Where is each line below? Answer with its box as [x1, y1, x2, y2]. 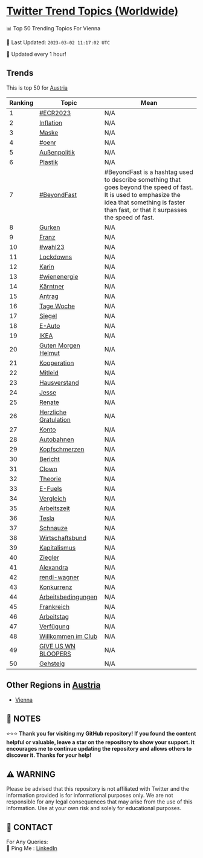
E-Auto [39, 321, 60, 330]
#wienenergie [39, 272, 79, 281]
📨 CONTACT [6, 822, 53, 833]
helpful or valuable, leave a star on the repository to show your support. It [6, 739, 195, 746]
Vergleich [39, 494, 66, 502]
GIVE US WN [39, 642, 76, 650]
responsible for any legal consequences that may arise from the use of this [6, 798, 193, 805]
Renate [39, 398, 59, 407]
